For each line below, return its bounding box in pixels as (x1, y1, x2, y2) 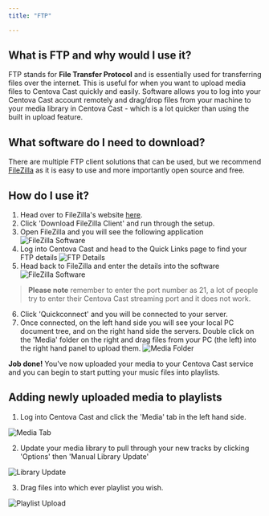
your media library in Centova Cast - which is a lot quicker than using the (8, 104, 250, 113)
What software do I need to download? (8, 136, 206, 149)
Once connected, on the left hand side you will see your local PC (19, 318, 234, 327)
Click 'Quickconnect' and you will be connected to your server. (19, 310, 228, 319)
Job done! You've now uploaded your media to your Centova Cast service (8, 359, 254, 369)
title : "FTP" (8, 11, 52, 20)
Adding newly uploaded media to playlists (8, 391, 222, 404)
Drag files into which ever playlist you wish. (19, 482, 164, 492)
